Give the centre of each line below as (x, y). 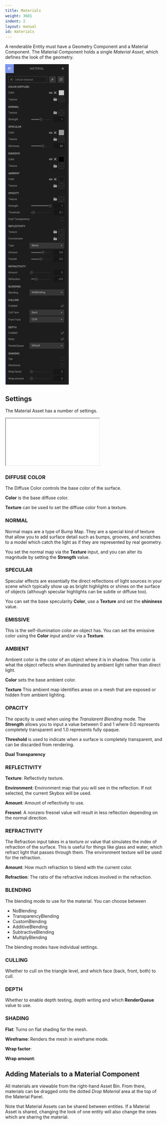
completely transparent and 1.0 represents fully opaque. (63, 729)
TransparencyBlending (36, 916)
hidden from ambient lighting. (35, 695)
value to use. (18, 1005)
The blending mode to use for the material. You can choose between (76, 901)
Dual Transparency (25, 754)
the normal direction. (27, 818)
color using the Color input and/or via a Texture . (55, 636)
